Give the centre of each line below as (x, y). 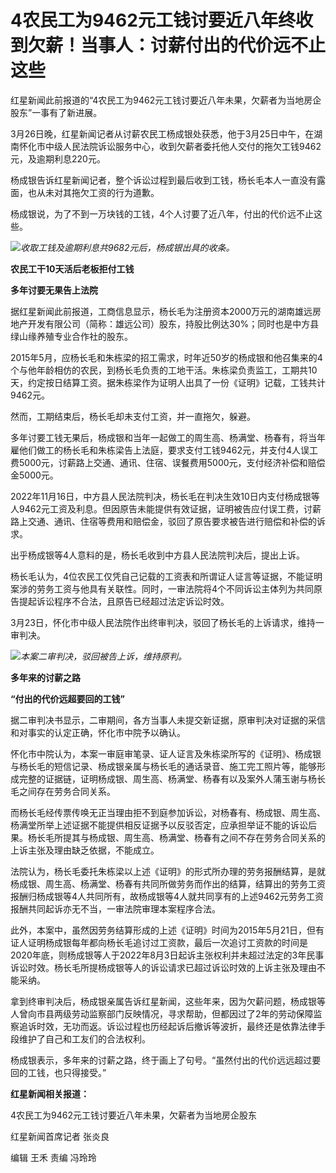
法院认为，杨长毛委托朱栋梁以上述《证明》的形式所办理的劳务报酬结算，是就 (168, 871)
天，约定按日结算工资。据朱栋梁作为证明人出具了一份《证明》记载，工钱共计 (168, 382)
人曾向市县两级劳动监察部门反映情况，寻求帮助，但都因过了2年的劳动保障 (162, 1013)
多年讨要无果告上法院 (54, 290)
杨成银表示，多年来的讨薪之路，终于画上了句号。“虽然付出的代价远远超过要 (166, 1060)
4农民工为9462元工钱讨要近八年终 (153, 20)
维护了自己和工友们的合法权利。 (84, 1038)
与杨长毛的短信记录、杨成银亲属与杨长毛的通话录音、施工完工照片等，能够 (163, 766)
